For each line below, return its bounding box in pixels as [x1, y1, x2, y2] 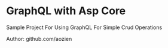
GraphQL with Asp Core [6, 4, 126, 18]
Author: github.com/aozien [6, 35, 72, 42]
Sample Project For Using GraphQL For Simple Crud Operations [6, 24, 163, 31]
